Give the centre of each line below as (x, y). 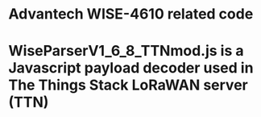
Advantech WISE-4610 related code (131, 14)
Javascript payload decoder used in (131, 68)
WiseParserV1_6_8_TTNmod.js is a (126, 51)
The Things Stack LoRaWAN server (128, 85)
